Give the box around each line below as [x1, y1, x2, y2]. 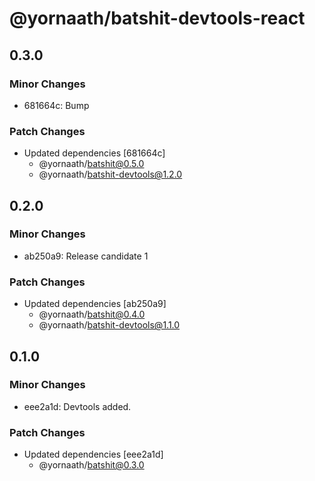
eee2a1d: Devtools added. [23, 400, 132, 412]
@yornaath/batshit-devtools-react [9, 7, 306, 30]
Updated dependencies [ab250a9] [23, 298, 167, 310]
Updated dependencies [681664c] [23, 147, 166, 159]
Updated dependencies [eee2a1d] [23, 448, 164, 461]
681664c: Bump [23, 99, 90, 111]
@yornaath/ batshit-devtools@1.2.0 [38, 168, 183, 181]
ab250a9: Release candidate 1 [23, 250, 149, 262]
